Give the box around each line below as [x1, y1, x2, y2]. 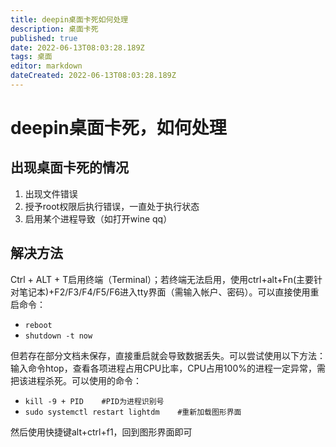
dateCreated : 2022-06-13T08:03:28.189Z [10, 71, 177, 81]
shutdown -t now [24, 331, 93, 341]
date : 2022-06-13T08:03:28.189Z [10, 42, 145, 53]
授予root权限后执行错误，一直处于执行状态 [24, 200, 200, 212]
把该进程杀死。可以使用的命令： [10, 374, 142, 386]
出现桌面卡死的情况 [10, 159, 129, 176]
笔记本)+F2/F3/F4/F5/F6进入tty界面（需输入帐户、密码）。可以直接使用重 [18, 286, 320, 298]
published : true [10, 33, 78, 43]
